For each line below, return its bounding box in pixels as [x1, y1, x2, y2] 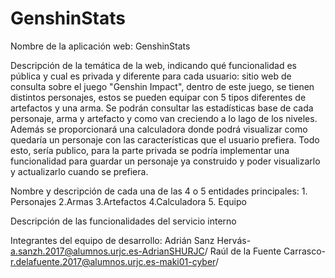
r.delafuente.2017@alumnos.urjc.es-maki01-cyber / [10, 255, 219, 267]
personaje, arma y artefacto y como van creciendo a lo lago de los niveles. [10, 112, 318, 124]
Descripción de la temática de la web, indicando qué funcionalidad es [10, 59, 297, 71]
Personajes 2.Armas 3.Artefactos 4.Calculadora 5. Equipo [10, 195, 247, 207]
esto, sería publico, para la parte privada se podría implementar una [10, 144, 290, 156]
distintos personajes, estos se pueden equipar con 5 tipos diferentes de [10, 91, 307, 103]
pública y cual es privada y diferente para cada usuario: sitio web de [10, 70, 292, 82]
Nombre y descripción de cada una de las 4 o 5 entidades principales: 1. [10, 185, 308, 197]
